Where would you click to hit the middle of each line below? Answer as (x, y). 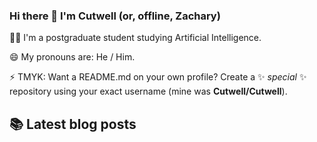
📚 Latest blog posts (73, 124)
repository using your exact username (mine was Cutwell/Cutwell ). (148, 91)
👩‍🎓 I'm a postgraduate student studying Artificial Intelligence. (135, 38)
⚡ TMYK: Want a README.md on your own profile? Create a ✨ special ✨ (158, 77)
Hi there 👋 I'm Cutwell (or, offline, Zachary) (115, 16)
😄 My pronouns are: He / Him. (72, 57)
